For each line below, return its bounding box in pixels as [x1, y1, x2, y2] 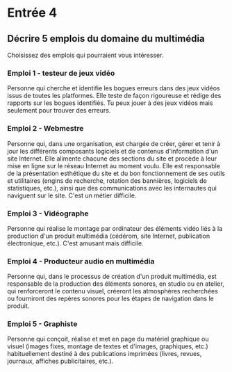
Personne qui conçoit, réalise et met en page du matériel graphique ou [7, 335, 210, 343]
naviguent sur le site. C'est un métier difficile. [7, 191, 137, 200]
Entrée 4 [7, 5, 58, 21]
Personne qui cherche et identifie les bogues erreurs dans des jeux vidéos [7, 84, 220, 92]
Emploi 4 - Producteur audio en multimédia [7, 256, 155, 266]
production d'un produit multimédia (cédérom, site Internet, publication [7, 232, 210, 240]
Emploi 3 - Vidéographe [7, 209, 89, 218]
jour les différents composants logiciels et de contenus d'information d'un [7, 147, 219, 155]
